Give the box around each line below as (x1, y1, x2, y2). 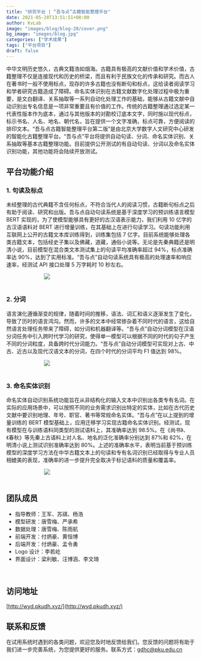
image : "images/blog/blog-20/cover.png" (6, 25, 109, 32)
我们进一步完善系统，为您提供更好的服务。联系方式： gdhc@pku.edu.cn (6, 646, 182, 653)
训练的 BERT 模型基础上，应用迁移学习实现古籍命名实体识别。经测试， (11, 419, 185, 426)
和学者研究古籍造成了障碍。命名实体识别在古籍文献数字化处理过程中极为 (6, 88, 184, 95)
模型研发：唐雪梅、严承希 (14, 517, 78, 525)
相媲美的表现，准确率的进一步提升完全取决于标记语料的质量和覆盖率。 (6, 457, 179, 464)
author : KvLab (6, 20, 42, 26)
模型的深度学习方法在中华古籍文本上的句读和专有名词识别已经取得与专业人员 (6, 449, 195, 456)
